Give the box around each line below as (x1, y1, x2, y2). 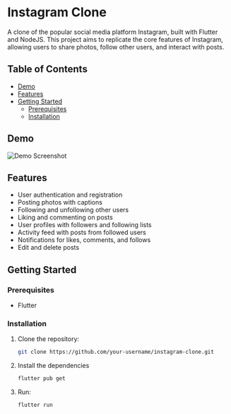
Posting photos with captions (17, 198, 102, 207)
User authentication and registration (17, 190, 123, 199)
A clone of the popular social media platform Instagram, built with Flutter (7, 28, 218, 36)
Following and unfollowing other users (17, 206, 129, 214)
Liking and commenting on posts (17, 213, 113, 222)
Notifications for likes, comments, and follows (17, 236, 151, 244)
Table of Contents (7, 63, 88, 75)
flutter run (17, 401, 53, 409)
